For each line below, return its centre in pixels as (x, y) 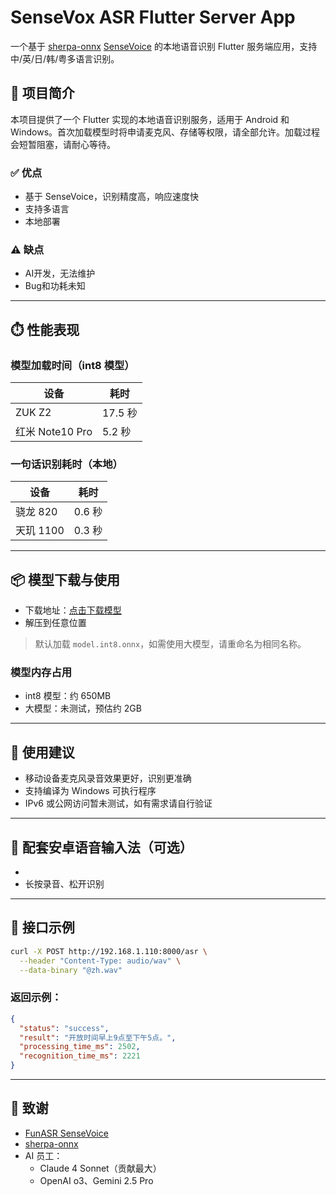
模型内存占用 (41, 673)
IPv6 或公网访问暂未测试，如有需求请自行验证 (118, 803)
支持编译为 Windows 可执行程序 (90, 791)
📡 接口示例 (42, 927)
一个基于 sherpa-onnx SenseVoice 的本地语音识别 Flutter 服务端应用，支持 (164, 46)
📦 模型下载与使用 (65, 579)
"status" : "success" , (64, 1028)
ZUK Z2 (33, 413)
